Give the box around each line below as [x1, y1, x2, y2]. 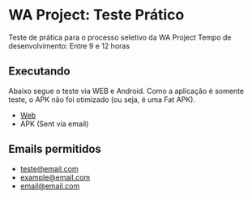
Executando [8, 65, 70, 78]
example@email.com [19, 172, 91, 182]
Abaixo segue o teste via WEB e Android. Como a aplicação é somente [8, 86, 245, 95]
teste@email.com [19, 163, 79, 173]
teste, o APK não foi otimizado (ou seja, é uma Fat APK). [8, 95, 196, 104]
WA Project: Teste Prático [8, 6, 185, 24]
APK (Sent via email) [19, 119, 89, 129]
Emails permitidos [8, 142, 101, 156]
